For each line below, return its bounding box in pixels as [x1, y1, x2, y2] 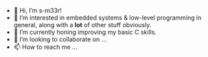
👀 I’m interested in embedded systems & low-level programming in [13, 14, 202, 22]
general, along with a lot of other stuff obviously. [13, 21, 152, 28]
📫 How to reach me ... [13, 43, 78, 51]
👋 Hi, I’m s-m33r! [13, 7, 62, 14]
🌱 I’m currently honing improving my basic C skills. [13, 28, 157, 36]
